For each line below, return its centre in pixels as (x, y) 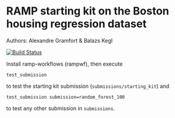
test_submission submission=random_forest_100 (66, 97)
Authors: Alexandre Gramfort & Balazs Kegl (60, 40)
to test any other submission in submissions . (61, 108)
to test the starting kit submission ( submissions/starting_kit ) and (88, 86)
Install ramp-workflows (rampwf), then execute (65, 64)
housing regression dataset (76, 24)
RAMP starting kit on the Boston (88, 11)
